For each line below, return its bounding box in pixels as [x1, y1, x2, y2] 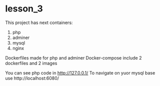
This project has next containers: [5, 19, 73, 25]
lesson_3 [5, 3, 43, 14]
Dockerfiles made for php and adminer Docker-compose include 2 [5, 54, 142, 60]
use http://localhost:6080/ [5, 75, 59, 81]
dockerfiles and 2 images [5, 60, 57, 66]
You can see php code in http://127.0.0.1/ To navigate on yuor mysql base [5, 69, 155, 75]
